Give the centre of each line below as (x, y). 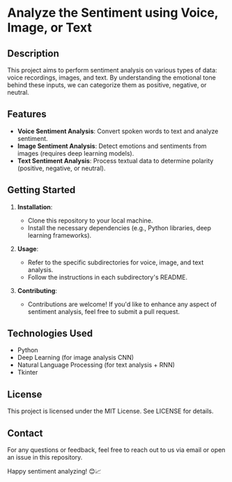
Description (33, 53)
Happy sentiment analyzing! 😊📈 (54, 472)
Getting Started (41, 190)
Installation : (35, 206)
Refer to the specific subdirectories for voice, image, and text (116, 262)
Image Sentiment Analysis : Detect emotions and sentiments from (112, 146)
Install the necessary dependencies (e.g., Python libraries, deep (119, 227)
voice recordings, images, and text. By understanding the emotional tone (111, 77)
